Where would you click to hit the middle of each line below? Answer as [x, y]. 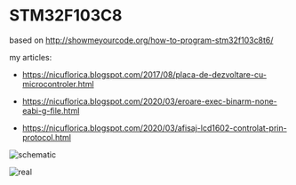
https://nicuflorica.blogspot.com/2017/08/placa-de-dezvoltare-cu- [144, 74]
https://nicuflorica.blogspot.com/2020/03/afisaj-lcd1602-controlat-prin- [154, 128]
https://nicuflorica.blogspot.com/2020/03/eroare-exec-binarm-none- [149, 101]
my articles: [31, 57]
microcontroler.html [58, 84]
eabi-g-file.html [51, 110]
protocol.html [46, 137]
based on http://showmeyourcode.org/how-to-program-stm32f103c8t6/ [141, 40]
